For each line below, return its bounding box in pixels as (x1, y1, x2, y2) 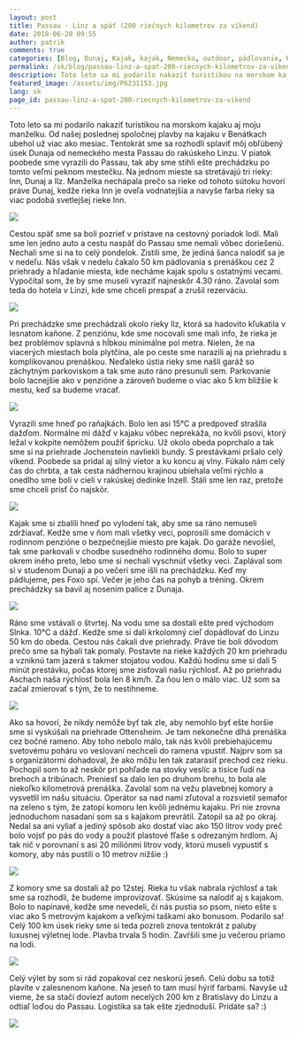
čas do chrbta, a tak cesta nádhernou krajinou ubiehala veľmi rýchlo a (9, 466, 263, 476)
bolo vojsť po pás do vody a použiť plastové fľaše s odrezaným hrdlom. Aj (9, 830, 278, 841)
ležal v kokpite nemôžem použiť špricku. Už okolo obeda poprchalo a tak (9, 437, 274, 448)
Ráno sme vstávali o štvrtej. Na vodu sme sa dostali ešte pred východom (9, 617, 274, 629)
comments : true (9, 46, 65, 55)
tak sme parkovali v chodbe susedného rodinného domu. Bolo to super (9, 546, 268, 557)
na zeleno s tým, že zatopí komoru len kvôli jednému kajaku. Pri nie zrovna (9, 802, 281, 813)
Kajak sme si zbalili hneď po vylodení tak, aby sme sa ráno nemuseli (9, 518, 257, 529)
